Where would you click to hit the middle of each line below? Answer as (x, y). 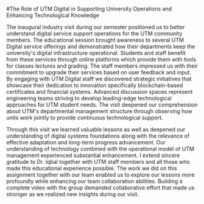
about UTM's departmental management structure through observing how (100, 111)
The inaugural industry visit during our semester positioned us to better (96, 27)
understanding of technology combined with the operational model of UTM (100, 149)
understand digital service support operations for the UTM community (94, 33)
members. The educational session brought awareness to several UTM (95, 40)
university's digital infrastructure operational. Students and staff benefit (96, 53)
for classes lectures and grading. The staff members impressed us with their (102, 66)
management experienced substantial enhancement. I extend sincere (93, 155)
